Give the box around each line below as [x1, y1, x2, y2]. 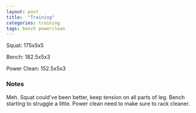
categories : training [6, 20, 61, 26]
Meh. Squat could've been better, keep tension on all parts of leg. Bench [6, 93, 185, 100]
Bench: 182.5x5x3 [6, 53, 51, 60]
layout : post [6, 8, 39, 15]
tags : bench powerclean [6, 25, 66, 32]
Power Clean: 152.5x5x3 [6, 65, 66, 72]
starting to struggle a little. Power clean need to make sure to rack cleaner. [6, 100, 190, 107]
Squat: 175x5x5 [6, 42, 44, 49]
